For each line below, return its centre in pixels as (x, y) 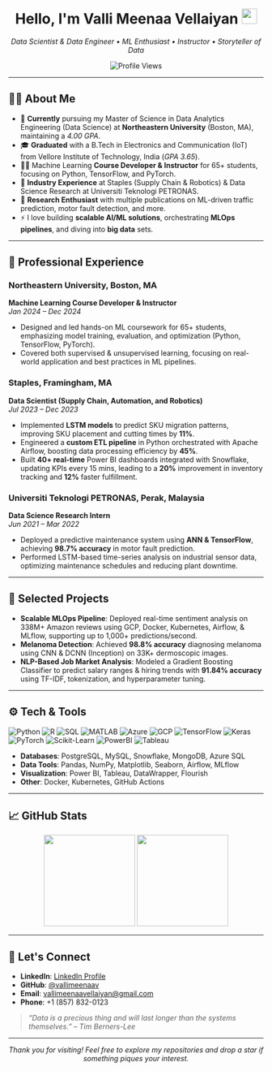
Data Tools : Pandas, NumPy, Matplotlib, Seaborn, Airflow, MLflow (130, 764)
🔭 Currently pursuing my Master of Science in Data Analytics (122, 119)
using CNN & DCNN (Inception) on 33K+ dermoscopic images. (124, 653)
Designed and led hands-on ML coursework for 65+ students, (123, 327)
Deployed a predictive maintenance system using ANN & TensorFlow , (136, 540)
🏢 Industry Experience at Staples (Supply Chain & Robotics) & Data (132, 182)
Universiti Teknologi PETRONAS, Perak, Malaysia (106, 498)
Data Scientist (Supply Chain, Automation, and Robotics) (106, 400)
